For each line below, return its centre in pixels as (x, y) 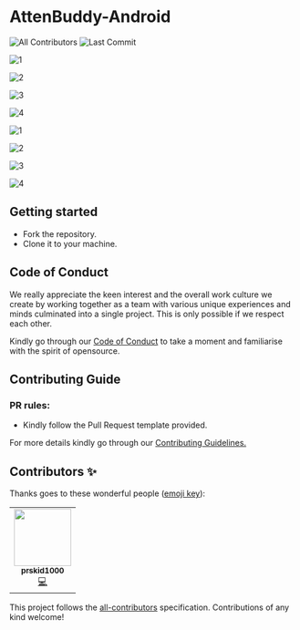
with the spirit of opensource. (65, 351)
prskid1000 (43, 571)
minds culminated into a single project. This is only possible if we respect (147, 314)
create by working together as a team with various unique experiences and (150, 304)
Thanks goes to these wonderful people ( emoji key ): (108, 493)
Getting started (54, 212)
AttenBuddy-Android (90, 17)
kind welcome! (37, 617)
